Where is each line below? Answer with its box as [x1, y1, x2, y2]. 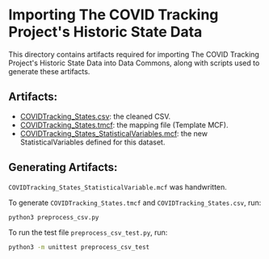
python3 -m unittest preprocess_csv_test [8, 244, 150, 252]
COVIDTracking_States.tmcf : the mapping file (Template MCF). [19, 119, 229, 130]
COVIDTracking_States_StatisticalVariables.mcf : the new [19, 128, 208, 138]
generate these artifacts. [8, 66, 90, 76]
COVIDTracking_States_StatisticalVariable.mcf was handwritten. [8, 182, 228, 191]
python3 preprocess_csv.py [8, 213, 99, 221]
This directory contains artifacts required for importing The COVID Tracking [8, 49, 260, 59]
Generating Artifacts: [8, 161, 118, 174]
